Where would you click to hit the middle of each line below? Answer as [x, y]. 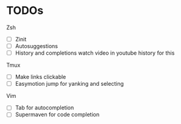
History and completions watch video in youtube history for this [95, 53]
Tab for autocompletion [44, 108]
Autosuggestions [36, 46]
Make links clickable [41, 77]
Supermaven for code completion [57, 115]
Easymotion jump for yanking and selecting [69, 84]
